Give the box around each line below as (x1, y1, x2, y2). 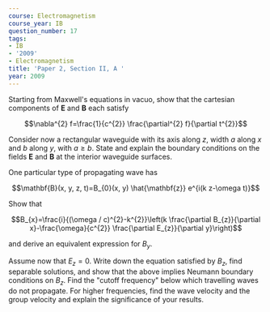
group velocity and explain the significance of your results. (8, 295, 205, 305)
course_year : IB (8, 19, 63, 28)
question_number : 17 (8, 27, 78, 35)
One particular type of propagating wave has (8, 167, 158, 177)
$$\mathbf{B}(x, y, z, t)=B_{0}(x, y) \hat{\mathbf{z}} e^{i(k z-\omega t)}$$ (11, 183, 260, 193)
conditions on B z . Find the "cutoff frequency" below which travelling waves (8, 276, 259, 288)
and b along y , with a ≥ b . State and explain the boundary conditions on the (8, 143, 260, 152)
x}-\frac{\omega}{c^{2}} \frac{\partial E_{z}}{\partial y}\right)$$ (29, 223, 243, 233)
